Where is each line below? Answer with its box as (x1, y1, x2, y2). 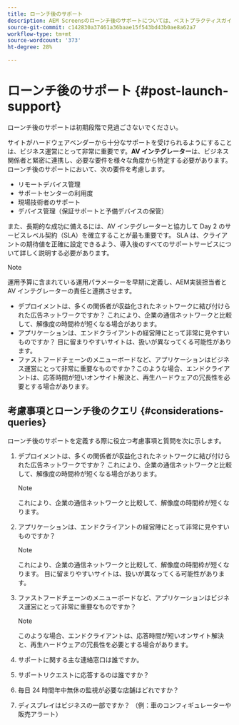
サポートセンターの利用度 (17, 188, 93, 197)
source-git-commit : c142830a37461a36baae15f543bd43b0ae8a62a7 (7, 24, 196, 31)
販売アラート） (17, 709, 62, 718)
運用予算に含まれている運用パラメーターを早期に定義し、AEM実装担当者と (7, 278, 227, 286)
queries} (7, 417, 47, 429)
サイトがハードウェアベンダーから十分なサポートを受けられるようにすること (7, 138, 233, 146)
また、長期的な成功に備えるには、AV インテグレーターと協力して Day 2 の (7, 222, 225, 230)
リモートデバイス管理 (17, 180, 81, 188)
